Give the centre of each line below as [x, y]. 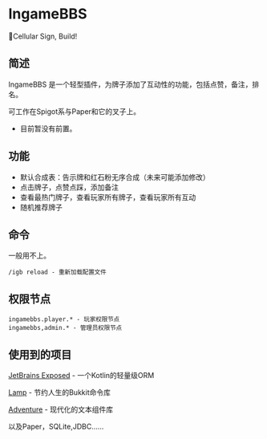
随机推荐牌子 [41, 207]
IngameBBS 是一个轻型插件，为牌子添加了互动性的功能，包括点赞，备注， [130, 84]
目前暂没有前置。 [48, 128]
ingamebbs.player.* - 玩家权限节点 [64, 319]
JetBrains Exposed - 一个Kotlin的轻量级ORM [81, 375]
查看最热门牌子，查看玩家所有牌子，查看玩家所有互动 [108, 197]
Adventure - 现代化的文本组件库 [61, 409]
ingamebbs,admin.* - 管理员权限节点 [65, 328]
